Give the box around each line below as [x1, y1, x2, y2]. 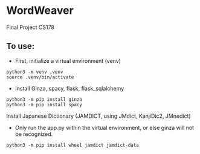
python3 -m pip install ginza [6, 96, 83, 103]
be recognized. [15, 130, 53, 138]
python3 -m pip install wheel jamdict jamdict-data [6, 142, 139, 148]
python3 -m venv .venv [6, 69, 63, 75]
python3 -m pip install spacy [6, 101, 83, 107]
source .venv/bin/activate [6, 74, 74, 80]
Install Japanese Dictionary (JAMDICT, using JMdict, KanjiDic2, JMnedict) [6, 112, 192, 120]
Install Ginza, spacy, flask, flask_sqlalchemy [15, 85, 124, 92]
